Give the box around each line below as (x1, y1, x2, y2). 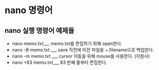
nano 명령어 (5, 5, 53, 16)
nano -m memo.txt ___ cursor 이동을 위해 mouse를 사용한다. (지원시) (12, 53, 150, 59)
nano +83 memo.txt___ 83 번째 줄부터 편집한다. (12, 59, 108, 65)
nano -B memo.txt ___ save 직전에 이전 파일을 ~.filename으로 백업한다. (12, 47, 154, 53)
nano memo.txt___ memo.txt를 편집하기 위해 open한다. (12, 41, 123, 46)
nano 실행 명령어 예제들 (5, 26, 74, 35)
